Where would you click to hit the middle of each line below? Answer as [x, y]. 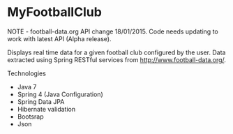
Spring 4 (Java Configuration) [60, 94]
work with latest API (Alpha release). [59, 38]
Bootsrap [30, 117]
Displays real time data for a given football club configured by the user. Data [116, 52]
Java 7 [27, 87]
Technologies [27, 73]
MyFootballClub [55, 12]
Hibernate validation [46, 109]
